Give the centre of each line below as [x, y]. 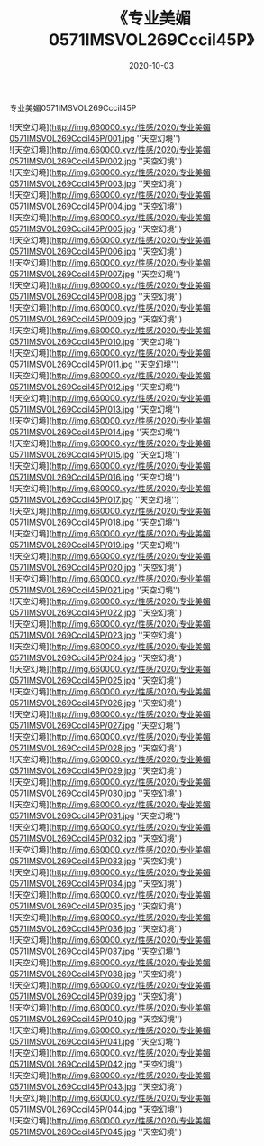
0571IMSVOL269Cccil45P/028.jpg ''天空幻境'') [96, 748]
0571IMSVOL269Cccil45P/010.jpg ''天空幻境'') [95, 341]
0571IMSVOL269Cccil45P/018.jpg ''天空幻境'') [95, 522]
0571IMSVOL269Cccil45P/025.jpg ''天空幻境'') [96, 680]
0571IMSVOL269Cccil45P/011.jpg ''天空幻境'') [94, 364]
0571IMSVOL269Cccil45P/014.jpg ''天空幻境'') [95, 432]
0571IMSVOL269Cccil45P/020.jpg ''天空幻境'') [96, 567]
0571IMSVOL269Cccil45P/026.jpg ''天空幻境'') [96, 703]
